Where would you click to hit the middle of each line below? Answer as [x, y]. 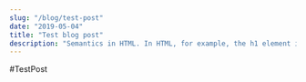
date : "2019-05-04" [46, 26]
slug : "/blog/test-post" [56, 18]
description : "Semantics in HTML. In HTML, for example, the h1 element [150, 43]
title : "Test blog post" [56, 35]
